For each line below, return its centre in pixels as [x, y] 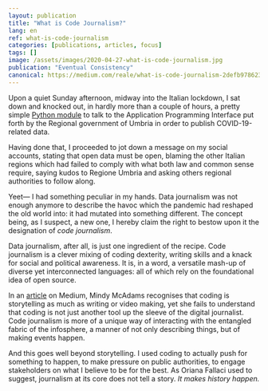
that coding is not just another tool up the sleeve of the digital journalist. [126, 312]
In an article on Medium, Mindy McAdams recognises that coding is [119, 295]
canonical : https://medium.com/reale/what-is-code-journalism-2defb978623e [137, 75]
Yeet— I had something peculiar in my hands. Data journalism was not [123, 196]
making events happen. [47, 338]
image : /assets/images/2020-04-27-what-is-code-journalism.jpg [116, 61]
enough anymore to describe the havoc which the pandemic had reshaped [131, 205]
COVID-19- [235, 123]
